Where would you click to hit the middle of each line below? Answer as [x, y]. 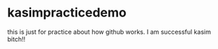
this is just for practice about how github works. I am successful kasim [109, 32]
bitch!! [17, 39]
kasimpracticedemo [67, 13]
